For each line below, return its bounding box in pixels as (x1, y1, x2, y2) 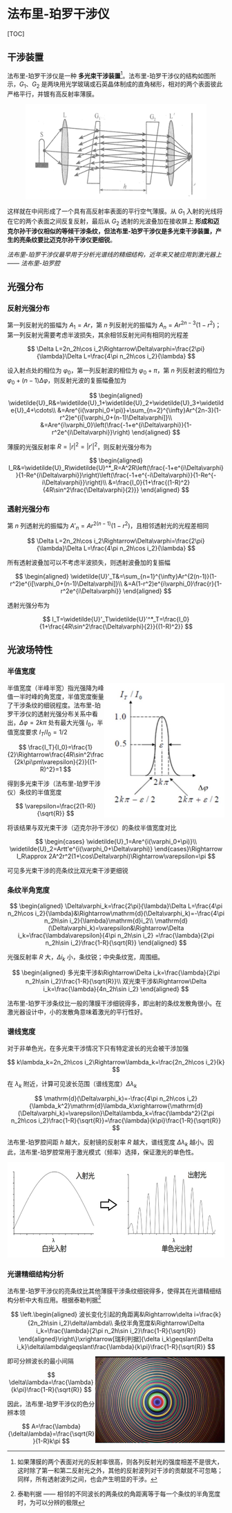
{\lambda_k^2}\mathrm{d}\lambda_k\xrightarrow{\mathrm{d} (28, 1102, 204, 1110)
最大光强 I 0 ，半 (59, 718, 104, 728)
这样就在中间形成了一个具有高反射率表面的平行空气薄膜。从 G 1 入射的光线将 (7, 207, 223, 217)
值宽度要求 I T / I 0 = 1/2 (7, 728, 68, 738)
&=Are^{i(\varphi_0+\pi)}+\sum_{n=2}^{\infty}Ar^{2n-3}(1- (57, 406, 222, 414)
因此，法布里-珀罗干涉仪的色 (7, 1399, 89, 1408)
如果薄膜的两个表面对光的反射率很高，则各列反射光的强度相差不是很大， (17, 1458, 223, 1466)
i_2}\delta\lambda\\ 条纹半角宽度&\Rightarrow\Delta (59, 1319, 205, 1328)
